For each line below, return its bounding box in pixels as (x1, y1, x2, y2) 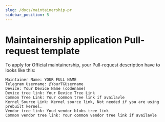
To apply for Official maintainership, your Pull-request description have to (5, 62, 160, 68)
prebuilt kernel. (5, 104, 43, 109)
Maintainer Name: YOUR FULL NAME (5, 77, 77, 82)
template (40, 45, 80, 57)
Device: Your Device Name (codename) (5, 86, 86, 91)
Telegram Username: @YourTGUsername (5, 82, 84, 87)
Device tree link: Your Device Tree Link (5, 90, 95, 96)
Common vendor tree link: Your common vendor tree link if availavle (5, 113, 157, 118)
